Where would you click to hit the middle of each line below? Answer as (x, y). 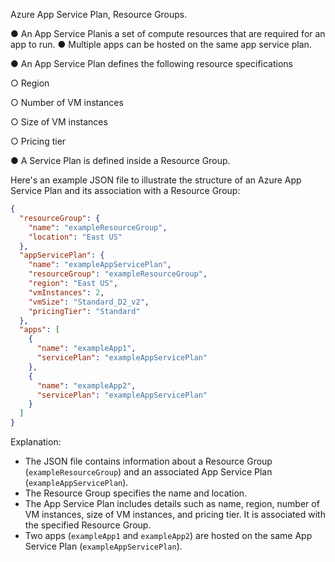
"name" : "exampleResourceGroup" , (98, 227)
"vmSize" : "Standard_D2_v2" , (89, 302)
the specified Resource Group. (88, 525)
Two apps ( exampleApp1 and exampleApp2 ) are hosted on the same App (168, 535)
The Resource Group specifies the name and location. (136, 493)
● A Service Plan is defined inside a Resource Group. (120, 160)
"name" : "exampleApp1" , (86, 349)
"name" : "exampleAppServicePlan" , (100, 265)
